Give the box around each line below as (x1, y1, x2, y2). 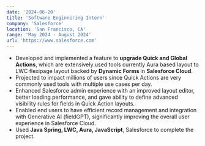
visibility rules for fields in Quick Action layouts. (15, 100, 135, 107)
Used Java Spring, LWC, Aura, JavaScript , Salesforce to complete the (15, 126, 194, 133)
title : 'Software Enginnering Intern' (6, 15, 105, 21)
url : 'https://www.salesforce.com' (6, 37, 97, 44)
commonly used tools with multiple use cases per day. (15, 80, 152, 88)
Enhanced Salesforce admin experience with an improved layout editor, (15, 87, 195, 94)
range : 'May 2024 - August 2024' (6, 32, 92, 38)
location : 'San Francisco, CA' (6, 26, 86, 33)
